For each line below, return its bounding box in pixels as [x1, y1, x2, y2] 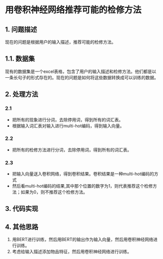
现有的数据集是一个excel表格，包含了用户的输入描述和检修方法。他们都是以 [5, 69, 157, 74]
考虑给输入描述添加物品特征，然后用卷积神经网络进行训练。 [12, 249, 132, 255]
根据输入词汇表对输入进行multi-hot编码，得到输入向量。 [12, 122, 125, 129]
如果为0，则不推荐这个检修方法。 [20, 189, 88, 195]
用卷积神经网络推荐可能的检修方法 [5, 4, 142, 16]
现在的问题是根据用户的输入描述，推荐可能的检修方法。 [5, 39, 116, 45]
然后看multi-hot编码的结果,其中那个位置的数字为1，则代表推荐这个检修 [12, 183, 153, 189]
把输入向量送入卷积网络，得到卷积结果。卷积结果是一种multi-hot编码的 [12, 171, 154, 177]
